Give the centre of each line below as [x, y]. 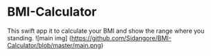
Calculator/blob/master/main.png [54, 45]
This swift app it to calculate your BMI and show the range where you [106, 31]
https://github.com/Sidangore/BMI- [121, 38]
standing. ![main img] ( [39, 38]
